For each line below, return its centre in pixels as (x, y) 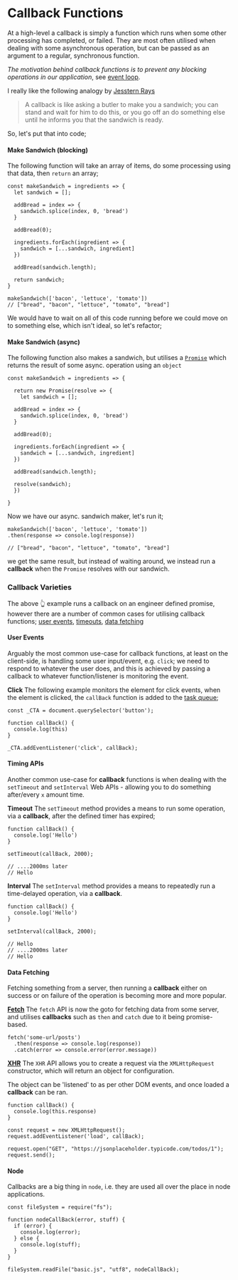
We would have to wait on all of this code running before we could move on (118, 318)
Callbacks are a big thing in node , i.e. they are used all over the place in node (119, 1187)
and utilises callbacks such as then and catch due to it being (96, 1017)
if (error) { (33, 1226)
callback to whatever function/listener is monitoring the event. (98, 676)
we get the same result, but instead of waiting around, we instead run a (112, 562)
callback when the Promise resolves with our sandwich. (88, 569)
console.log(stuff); (50, 1245)
